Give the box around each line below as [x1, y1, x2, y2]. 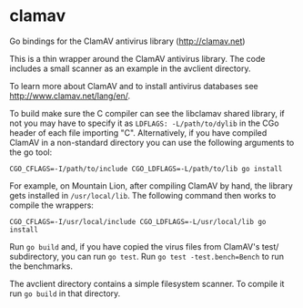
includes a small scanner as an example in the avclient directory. [9, 63, 251, 74]
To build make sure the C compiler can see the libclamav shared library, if [9, 108, 285, 118]
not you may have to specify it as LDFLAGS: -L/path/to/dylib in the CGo [9, 118, 279, 128]
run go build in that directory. [9, 288, 121, 299]
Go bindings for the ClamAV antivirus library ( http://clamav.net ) [9, 36, 246, 46]
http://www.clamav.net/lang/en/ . [9, 90, 131, 101]
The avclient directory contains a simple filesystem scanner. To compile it [9, 278, 285, 289]
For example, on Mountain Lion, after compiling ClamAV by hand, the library [9, 180, 293, 191]
